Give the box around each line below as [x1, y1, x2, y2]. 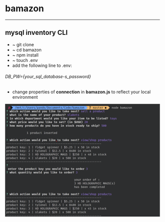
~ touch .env [12, 57, 38, 63]
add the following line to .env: [12, 62, 72, 68]
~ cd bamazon [12, 47, 42, 53]
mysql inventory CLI [5, 28, 68, 37]
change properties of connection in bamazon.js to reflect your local [12, 89, 151, 95]
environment [12, 94, 38, 100]
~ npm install [12, 52, 39, 58]
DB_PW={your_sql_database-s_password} [5, 74, 91, 80]
